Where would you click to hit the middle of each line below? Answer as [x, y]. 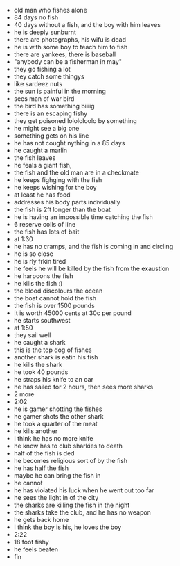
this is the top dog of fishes [53, 350]
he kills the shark [38, 365]
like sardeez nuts [38, 84]
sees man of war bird [44, 99]
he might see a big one [46, 128]
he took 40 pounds [41, 372]
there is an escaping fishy [51, 113]
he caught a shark [39, 342]
